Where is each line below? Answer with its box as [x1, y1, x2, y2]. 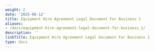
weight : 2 [5, 7, 26, 12]
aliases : [5, 21, 23, 26]
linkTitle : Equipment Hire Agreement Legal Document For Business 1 [5, 35, 150, 40]
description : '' [5, 30, 39, 35]
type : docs [5, 40, 28, 45]
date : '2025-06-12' [5, 12, 46, 17]
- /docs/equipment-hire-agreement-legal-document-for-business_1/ [5, 26, 146, 31]
